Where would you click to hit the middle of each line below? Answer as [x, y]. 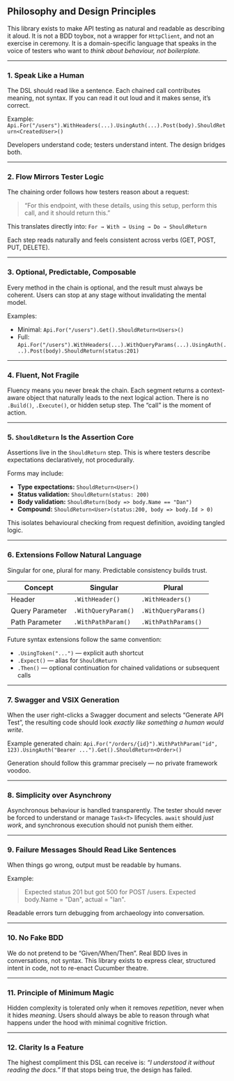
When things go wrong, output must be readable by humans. [94, 865]
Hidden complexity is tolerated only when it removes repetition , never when [116, 1008]
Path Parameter [36, 622]
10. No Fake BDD [36, 938]
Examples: [22, 316]
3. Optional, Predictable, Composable [72, 272]
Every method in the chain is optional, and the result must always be [105, 287]
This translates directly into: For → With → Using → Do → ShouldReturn [107, 227]
